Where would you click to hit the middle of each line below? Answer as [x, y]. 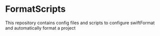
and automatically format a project [40, 28]
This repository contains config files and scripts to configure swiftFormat [80, 23]
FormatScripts [35, 9]
